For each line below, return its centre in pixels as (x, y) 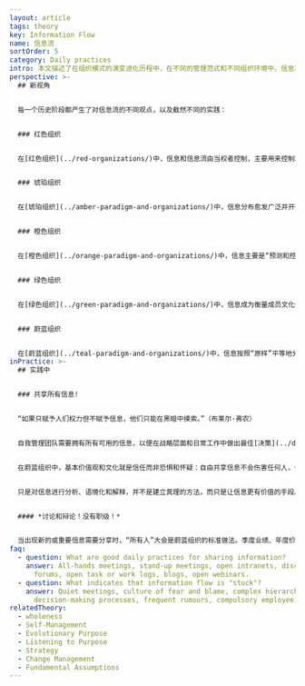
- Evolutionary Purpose (62, 633)
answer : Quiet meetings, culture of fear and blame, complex (143, 592)
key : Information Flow (52, 35)
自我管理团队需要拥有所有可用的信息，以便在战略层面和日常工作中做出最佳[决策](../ (155, 443)
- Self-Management (53, 625)
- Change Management (56, 659)
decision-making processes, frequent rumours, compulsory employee (164, 600)
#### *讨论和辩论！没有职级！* (69, 516)
